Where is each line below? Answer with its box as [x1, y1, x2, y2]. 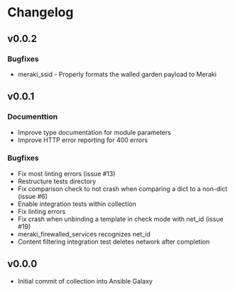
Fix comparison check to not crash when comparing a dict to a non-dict [17, 184, 228, 193]
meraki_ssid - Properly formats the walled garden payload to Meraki [17, 70, 217, 78]
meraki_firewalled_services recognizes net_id [17, 229, 151, 238]
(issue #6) [17, 192, 48, 200]
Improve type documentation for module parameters [17, 128, 172, 136]
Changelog [7, 4, 74, 21]
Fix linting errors [17, 207, 66, 215]
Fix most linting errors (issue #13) [17, 169, 116, 178]
